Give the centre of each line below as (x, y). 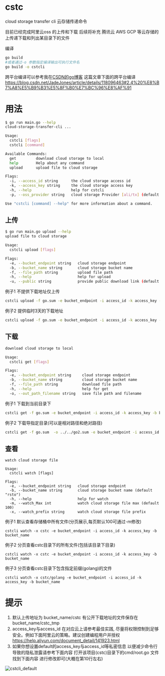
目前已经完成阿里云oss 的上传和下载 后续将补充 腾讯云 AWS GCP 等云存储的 (82, 31)
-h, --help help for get (59, 389)
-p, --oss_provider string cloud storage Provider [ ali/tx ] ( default (84, 195)
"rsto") (13, 495)
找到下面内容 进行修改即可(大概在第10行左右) (57, 659)
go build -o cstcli (25, 67)
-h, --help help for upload (60, 277)
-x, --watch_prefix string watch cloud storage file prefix (78, 512)
